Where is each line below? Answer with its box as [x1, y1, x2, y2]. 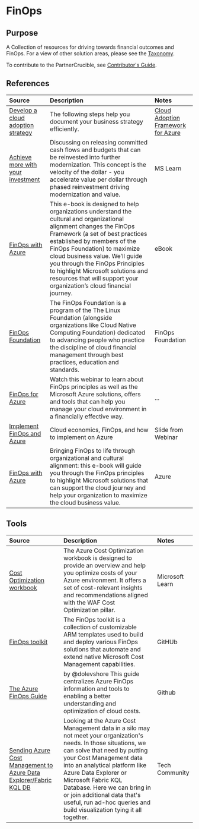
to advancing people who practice [50, 336, 145, 344]
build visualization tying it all [63, 805, 142, 814]
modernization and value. [50, 190, 121, 198]
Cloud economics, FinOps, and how [50, 425, 149, 434]
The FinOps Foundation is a [50, 298, 126, 307]
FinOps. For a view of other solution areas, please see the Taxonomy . [6, 50, 175, 57]
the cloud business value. [50, 498, 121, 506]
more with [9, 160, 37, 169]
